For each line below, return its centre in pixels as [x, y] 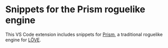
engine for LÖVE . [23, 40]
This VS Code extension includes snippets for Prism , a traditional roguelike [84, 34]
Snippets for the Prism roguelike [75, 9]
